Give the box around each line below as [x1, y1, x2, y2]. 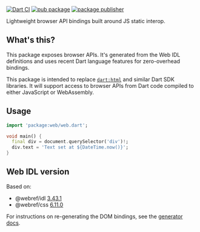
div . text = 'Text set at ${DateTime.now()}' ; [12, 144, 129, 151]
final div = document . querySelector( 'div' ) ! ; [12, 139, 129, 145]
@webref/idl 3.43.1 [15, 194, 62, 202]
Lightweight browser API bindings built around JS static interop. [6, 18, 165, 24]
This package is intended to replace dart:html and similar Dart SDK [6, 76, 175, 83]
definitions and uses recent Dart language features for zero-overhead [6, 58, 181, 65]
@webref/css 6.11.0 [15, 201, 64, 208]
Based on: [6, 182, 32, 190]
